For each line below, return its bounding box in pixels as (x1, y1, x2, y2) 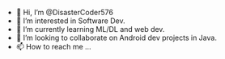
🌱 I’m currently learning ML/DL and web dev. (15, 25, 165, 33)
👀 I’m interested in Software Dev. (15, 16, 125, 26)
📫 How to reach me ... (15, 42, 91, 51)
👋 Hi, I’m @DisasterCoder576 (15, 8, 113, 17)
